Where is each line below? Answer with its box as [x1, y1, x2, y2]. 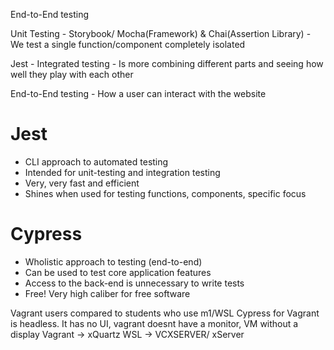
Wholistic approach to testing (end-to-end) [24, 255, 203, 268]
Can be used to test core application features [24, 266, 212, 278]
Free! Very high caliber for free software [24, 287, 191, 299]
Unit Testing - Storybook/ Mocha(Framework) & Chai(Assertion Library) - [10, 28, 312, 39]
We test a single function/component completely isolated [10, 39, 246, 50]
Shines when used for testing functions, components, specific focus [24, 187, 307, 199]
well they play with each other [10, 69, 134, 80]
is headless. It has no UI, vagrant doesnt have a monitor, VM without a [10, 317, 299, 329]
